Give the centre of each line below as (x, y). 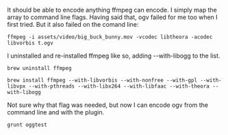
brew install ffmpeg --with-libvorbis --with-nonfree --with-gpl (102, 80)
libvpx (16, 86)
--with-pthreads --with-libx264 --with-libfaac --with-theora (119, 86)
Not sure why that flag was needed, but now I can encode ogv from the (108, 105)
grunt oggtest (27, 125)
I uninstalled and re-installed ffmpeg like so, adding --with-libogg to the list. (114, 56)
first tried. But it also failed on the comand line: (73, 24)
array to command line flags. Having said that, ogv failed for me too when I (112, 17)
